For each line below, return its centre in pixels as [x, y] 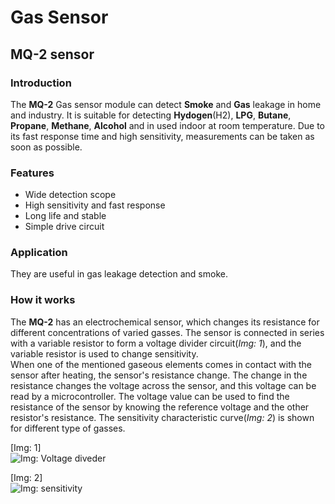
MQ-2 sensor [52, 54]
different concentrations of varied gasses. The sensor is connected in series [167, 332]
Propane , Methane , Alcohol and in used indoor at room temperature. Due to [168, 125]
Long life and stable [65, 216]
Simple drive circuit [64, 227]
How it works [43, 300]
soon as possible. [46, 147]
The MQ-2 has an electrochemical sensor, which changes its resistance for [165, 322]
